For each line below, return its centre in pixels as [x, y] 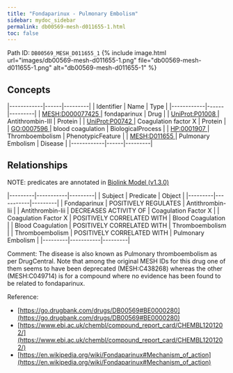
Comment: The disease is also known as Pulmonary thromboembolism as [112, 253]
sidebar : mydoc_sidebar [42, 20]
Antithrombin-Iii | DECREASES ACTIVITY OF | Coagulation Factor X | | [120, 211]
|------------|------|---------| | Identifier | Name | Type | [88, 107]
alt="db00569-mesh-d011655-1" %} [105, 68]
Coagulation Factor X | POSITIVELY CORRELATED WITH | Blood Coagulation [116, 218]
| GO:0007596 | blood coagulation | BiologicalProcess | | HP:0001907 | [109, 129]
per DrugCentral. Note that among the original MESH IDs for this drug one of [116, 261]
